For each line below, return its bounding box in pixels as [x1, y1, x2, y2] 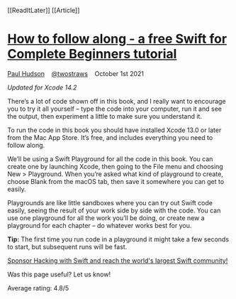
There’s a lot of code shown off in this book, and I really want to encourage [7, 97, 226, 105]
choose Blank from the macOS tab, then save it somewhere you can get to [7, 177, 225, 185]
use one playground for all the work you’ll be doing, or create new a [7, 213, 205, 222]
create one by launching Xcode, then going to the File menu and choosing [7, 162, 223, 170]
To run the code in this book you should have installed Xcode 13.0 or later [7, 126, 222, 134]
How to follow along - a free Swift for [7, 31, 227, 47]
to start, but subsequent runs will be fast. [7, 242, 128, 251]
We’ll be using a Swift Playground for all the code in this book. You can [7, 154, 213, 163]
